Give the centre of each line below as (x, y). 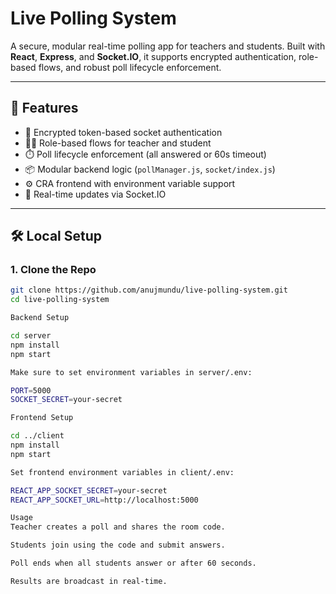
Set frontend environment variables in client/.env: (122, 472)
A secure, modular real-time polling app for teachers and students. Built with (168, 46)
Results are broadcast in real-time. (89, 581)
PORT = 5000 (31, 390)
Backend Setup (40, 318)
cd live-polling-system (60, 300)
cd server (31, 336)
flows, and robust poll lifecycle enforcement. (130, 67)
